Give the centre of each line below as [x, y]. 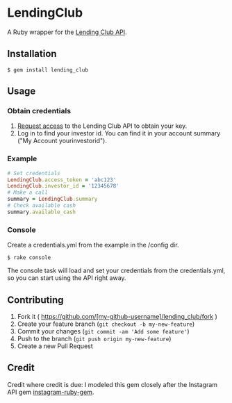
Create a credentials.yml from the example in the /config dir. [93, 245]
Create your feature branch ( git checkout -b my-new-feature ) [106, 324]
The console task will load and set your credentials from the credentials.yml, [116, 271]
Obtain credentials [39, 111]
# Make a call [28, 192]
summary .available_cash [42, 212]
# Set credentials [34, 173]
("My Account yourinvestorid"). [62, 141]
